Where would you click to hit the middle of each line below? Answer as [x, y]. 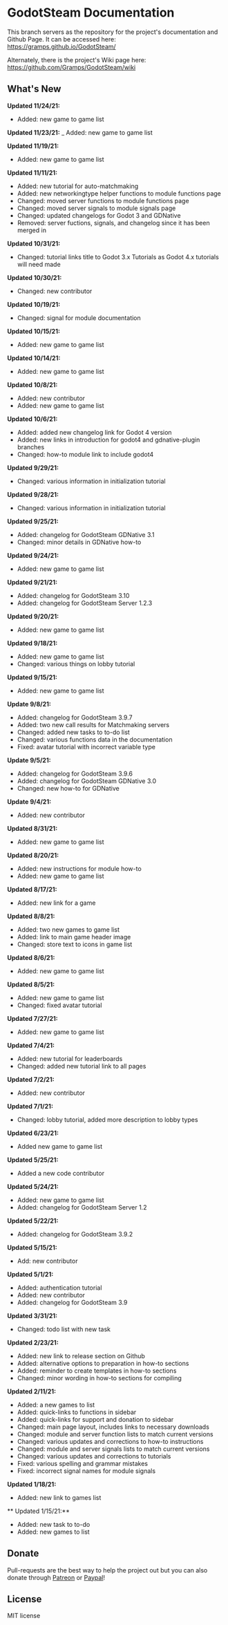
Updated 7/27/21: [32, 1018]
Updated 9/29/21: [33, 467]
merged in [32, 230]
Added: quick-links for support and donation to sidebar [95, 1419]
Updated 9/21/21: [32, 582]
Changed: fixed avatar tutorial [59, 1005]
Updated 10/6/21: [32, 419]
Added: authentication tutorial [59, 1288]
